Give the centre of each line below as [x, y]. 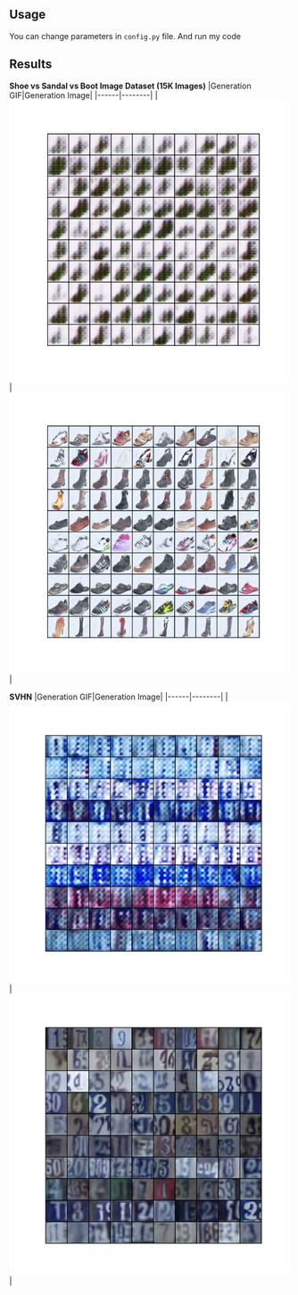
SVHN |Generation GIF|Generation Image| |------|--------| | [119, 697]
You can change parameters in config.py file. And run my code [125, 36]
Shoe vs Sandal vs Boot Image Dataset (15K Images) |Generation [130, 86]
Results [31, 65]
